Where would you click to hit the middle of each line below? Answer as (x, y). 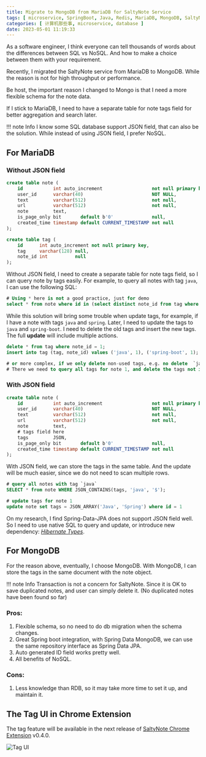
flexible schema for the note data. (49, 96)
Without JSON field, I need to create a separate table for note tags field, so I (102, 274)
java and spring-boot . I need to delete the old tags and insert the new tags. (101, 328)
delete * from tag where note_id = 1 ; (56, 347)
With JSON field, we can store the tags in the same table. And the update (99, 467)
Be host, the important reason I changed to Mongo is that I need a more (97, 90)
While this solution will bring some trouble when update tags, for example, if (102, 316)
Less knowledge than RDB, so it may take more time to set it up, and (101, 688)
